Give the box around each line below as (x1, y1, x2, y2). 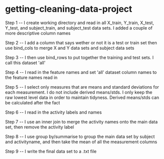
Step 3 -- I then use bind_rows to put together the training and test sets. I (5, 54, 154, 60)
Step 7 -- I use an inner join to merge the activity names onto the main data (5, 119, 158, 125)
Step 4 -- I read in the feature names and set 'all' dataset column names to (5, 69, 157, 75)
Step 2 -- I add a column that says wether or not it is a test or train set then (5, 39, 157, 45)
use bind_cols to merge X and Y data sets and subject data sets (5, 45, 134, 51)
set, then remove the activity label (5, 124, 74, 130)
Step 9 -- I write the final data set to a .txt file (5, 148, 97, 154)
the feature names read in (5, 74, 58, 80)
